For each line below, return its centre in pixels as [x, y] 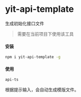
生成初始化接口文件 [25, 23]
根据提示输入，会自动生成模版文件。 [42, 90]
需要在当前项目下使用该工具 [45, 34]
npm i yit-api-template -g [33, 57]
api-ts [12, 80]
